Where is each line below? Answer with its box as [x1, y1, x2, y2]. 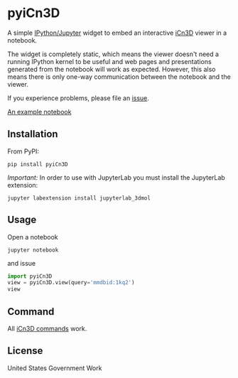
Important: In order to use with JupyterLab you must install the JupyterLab [7, 173, 225, 182]
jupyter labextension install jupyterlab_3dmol [7, 194, 151, 202]
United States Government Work [7, 364, 102, 372]
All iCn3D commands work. [7, 325, 87, 333]
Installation [7, 128, 58, 140]
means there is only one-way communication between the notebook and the [7, 72, 231, 81]
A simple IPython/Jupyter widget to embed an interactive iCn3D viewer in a [7, 28, 227, 37]
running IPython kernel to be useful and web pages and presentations [7, 57, 212, 65]
